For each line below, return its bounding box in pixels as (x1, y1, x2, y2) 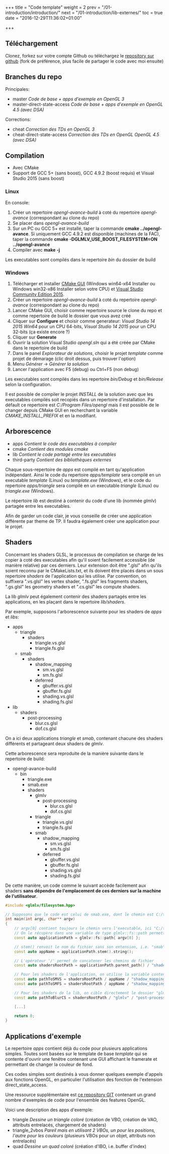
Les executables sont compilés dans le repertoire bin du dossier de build (5, 257, 156, 263)
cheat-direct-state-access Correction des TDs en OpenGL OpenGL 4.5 (12, 131, 159, 138)
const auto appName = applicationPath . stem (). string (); (14, 949, 134, 954)
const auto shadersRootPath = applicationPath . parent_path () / (14, 963, 150, 968)
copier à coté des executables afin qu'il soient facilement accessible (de (5, 557, 155, 563)
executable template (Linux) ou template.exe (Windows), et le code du (5, 477, 151, 483)
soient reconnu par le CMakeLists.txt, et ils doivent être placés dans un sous (5, 567, 163, 574)
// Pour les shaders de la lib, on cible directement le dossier (14, 990, 154, 995)
